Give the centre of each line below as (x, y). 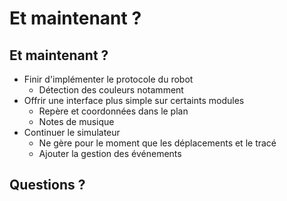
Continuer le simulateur (72, 132)
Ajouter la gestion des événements (110, 153)
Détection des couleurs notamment (111, 90)
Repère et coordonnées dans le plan (113, 111)
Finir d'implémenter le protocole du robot (108, 79)
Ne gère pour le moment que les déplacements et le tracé (157, 143)
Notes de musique (76, 121)
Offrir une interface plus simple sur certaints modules (134, 100)
